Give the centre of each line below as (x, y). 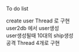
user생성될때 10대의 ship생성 (40, 35)
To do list (17, 9)
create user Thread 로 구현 (38, 21)
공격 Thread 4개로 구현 (33, 43)
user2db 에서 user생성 (33, 28)
